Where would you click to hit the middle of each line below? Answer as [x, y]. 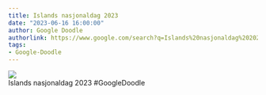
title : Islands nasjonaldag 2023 [63, 15]
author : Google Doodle [46, 30]
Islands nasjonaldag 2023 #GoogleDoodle [77, 83]
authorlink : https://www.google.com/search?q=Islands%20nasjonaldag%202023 [136, 38]
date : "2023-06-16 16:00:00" [56, 23]
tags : [17, 45]
